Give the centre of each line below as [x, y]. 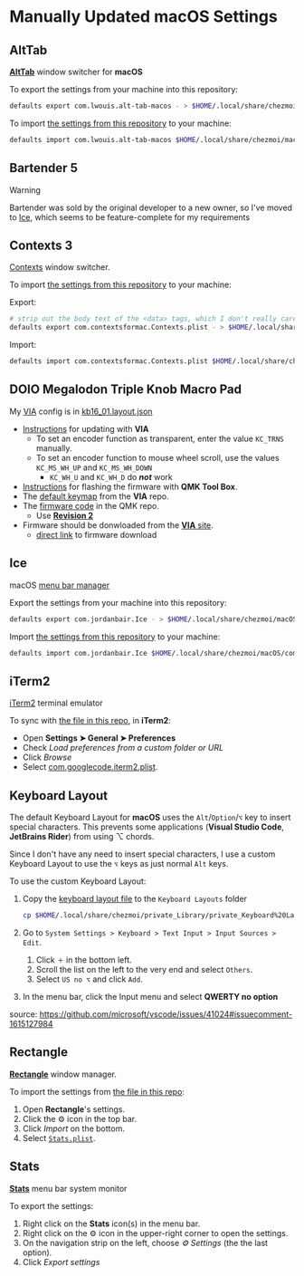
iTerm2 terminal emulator [57, 703]
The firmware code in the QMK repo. [91, 505]
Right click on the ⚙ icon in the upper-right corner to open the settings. [155, 1233]
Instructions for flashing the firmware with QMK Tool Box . [130, 486]
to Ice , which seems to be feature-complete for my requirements [130, 217]
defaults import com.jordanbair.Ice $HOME [90, 653]
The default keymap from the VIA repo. [95, 496]
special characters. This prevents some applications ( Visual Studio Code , [147, 827]
